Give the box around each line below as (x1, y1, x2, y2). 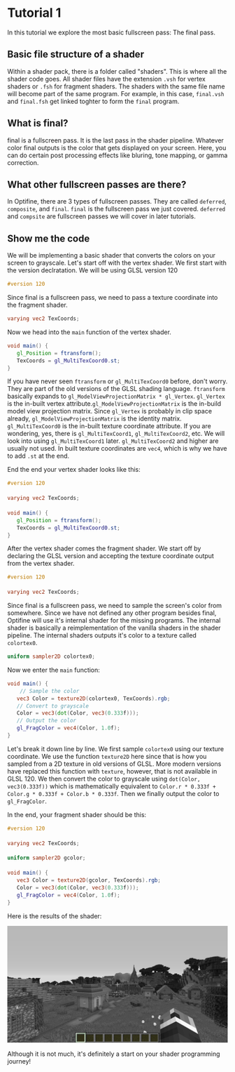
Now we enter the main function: (7, 666, 100, 674)
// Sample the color (20, 687, 80, 694)
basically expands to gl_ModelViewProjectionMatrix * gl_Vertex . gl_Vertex (7, 392, 225, 401)
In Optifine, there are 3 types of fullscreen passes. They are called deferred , (7, 197, 227, 206)
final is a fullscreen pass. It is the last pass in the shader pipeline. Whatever (7, 135, 224, 145)
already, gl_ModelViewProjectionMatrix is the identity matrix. (7, 414, 182, 423)
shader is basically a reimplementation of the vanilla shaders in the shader (7, 623, 222, 633)
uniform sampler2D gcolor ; (7, 854, 86, 861)
